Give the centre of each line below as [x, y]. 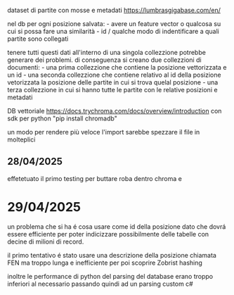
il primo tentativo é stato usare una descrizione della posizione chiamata [112, 255]
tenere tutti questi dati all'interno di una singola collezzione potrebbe [106, 52]
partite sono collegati [38, 39]
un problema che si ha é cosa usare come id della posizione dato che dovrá [117, 226]
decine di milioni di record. [46, 241]
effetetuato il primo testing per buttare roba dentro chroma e [95, 178]
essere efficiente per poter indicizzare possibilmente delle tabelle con [108, 234]
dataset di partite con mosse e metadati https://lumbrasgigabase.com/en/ [114, 10]
